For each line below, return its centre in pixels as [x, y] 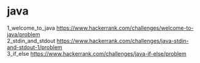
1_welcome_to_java [31, 28]
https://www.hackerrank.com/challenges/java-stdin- [123, 41]
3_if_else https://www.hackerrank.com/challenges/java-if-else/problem [97, 53]
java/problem [24, 34]
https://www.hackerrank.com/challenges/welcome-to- [125, 28]
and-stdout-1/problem [35, 47]
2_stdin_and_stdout [31, 41]
